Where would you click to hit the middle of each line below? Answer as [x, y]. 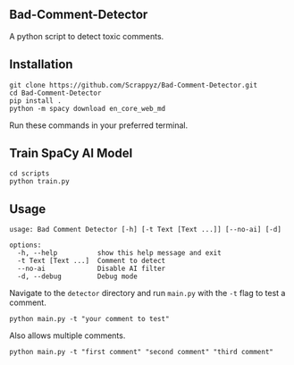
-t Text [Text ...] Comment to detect [92, 261]
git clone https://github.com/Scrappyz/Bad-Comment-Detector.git [133, 85]
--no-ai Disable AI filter [92, 269]
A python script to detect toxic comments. [87, 36]
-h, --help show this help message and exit [119, 253]
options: [25, 245]
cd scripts [29, 174]
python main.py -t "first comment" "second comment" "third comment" [142, 352]
